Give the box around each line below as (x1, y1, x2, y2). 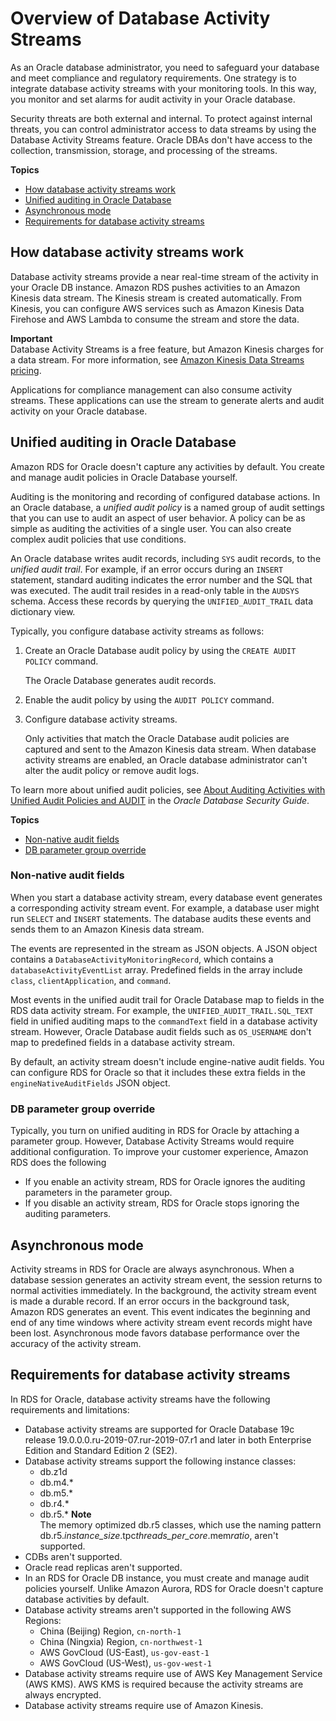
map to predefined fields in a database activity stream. (10, 1036, 236, 1048)
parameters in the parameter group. (24, 1187, 173, 1199)
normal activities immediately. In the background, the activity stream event (10, 1284, 317, 1296)
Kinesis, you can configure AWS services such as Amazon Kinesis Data (10, 302, 305, 314)
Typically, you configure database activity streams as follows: (10, 625, 265, 637)
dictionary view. (10, 605, 76, 617)
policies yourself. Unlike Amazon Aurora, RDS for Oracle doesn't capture (24, 1582, 324, 1594)
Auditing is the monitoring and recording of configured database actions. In (10, 490, 321, 502)
